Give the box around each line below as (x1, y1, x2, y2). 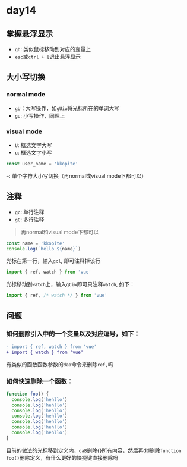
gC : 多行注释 (14, 215, 45, 223)
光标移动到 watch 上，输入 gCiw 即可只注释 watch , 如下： (6, 281, 135, 288)
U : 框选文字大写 (14, 141, 52, 149)
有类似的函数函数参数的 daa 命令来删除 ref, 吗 (6, 361, 114, 368)
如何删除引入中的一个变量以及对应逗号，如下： (6, 330, 140, 338)
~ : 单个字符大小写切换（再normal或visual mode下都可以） (6, 172, 147, 179)
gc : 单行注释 (14, 208, 45, 215)
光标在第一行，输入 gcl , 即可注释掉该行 (6, 257, 101, 265)
